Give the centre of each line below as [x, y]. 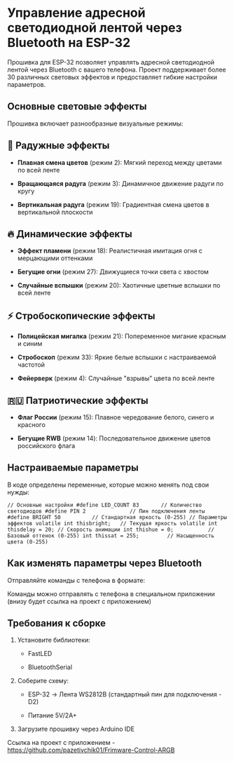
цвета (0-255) [28, 541]
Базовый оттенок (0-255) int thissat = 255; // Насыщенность [111, 536]
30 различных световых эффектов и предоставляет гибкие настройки [112, 77]
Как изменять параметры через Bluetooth [104, 564]
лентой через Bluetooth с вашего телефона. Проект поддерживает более [117, 69]
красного [31, 425]
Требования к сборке [57, 623]
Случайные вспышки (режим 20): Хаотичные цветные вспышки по [119, 285]
